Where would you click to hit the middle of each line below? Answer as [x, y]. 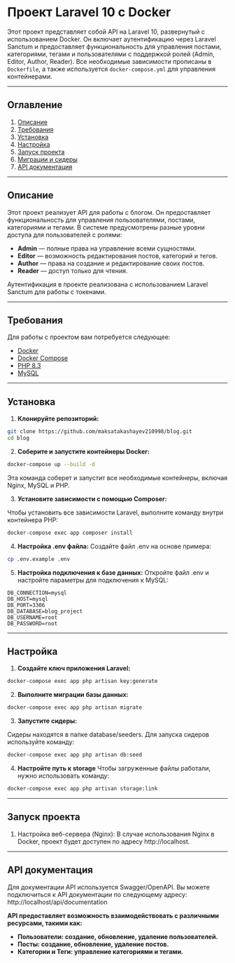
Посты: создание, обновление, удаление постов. [93, 944]
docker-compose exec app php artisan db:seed [74, 755]
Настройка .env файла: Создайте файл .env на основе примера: [114, 546]
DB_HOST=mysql [28, 599]
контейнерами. [30, 76]
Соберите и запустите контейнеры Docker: [84, 451]
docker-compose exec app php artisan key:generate [83, 682]
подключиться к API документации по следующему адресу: [97, 894]
